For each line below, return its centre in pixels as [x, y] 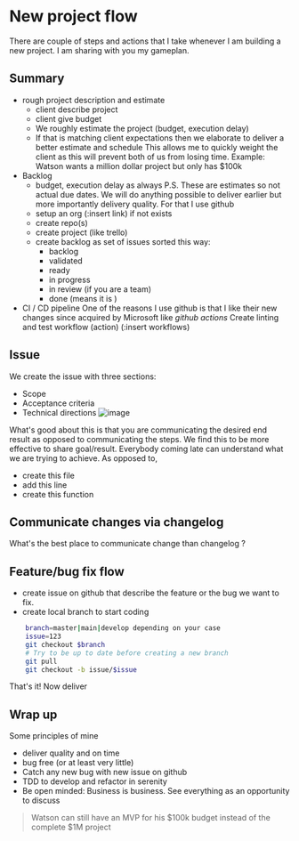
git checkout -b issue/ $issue [81, 669]
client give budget [69, 118]
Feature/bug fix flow [67, 571]
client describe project [77, 109]
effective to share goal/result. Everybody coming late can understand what [146, 449]
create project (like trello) [81, 232]
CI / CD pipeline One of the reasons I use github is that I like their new [149, 308]
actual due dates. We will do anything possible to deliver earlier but [158, 194]
